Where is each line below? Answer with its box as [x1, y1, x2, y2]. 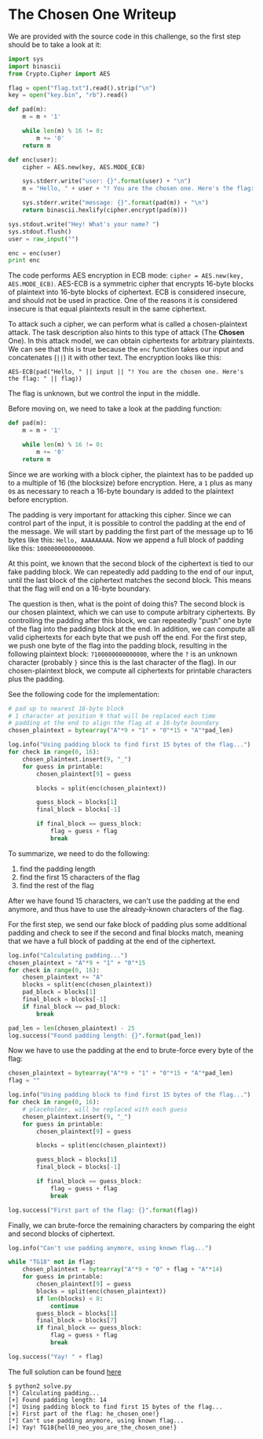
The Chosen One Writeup [8, 6, 177, 24]
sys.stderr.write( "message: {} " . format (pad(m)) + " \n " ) [22, 199, 210, 207]
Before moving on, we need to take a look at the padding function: [8, 404, 222, 414]
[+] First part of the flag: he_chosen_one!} [8, 1410, 159, 1418]
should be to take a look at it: [8, 39, 102, 49]
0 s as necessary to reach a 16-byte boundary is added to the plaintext [8, 486, 234, 496]
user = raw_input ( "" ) [8, 234, 79, 243]
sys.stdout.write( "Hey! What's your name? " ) [8, 220, 159, 228]
